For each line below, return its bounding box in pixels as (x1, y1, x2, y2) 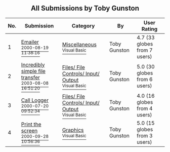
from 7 (136, 47, 153, 54)
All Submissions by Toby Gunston (30, 4, 140, 13)
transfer (21, 73, 40, 81)
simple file (21, 67, 46, 74)
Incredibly (21, 61, 45, 68)
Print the (21, 121, 41, 128)
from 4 (136, 105, 153, 112)
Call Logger (21, 96, 49, 103)
